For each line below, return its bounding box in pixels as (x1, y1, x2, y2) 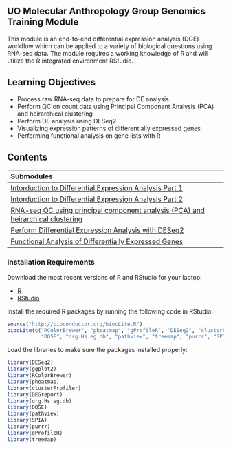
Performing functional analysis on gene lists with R (16, 131, 161, 140)
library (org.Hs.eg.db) (7, 398, 72, 405)
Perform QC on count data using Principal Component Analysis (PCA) (16, 102, 214, 110)
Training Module (7, 17, 79, 28)
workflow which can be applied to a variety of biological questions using (7, 41, 212, 50)
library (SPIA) (7, 417, 48, 424)
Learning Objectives (7, 76, 96, 88)
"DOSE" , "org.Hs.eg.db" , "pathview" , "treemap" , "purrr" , (41, 334, 211, 340)
